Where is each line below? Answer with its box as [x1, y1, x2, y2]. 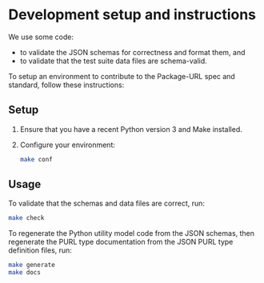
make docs [8, 269, 42, 277]
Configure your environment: [19, 140, 116, 149]
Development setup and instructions [8, 6, 257, 24]
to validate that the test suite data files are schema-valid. [19, 56, 208, 66]
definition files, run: [8, 245, 72, 255]
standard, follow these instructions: [8, 80, 125, 90]
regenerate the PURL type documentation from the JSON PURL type [8, 237, 234, 247]
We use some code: [8, 32, 74, 42]
